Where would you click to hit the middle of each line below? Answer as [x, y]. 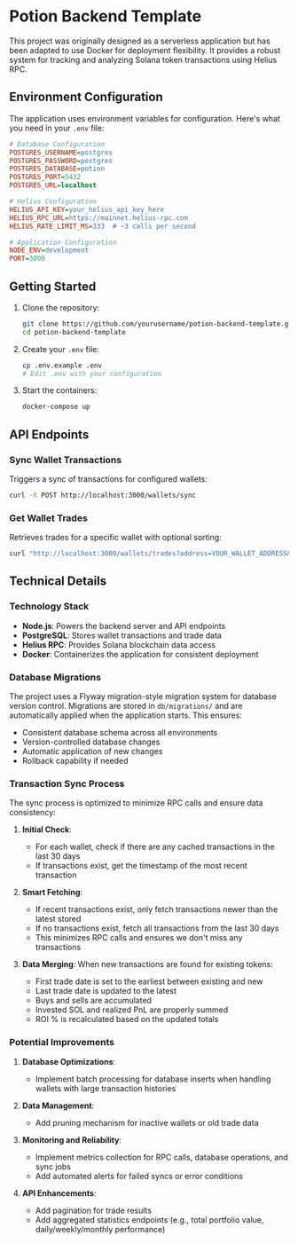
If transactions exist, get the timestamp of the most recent [141, 866]
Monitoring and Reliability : [72, 1140]
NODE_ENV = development [49, 250]
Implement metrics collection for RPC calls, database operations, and [161, 1157]
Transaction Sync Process [67, 783]
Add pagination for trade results [94, 1210]
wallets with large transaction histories [106, 1088]
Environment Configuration [86, 97]
